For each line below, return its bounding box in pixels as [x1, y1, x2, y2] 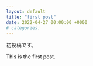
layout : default [6, 8, 46, 15]
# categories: [6, 25, 41, 31]
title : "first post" [6, 14, 57, 20]
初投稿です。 [6, 41, 37, 48]
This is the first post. [6, 53, 56, 60]
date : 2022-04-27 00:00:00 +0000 [6, 19, 88, 25]
